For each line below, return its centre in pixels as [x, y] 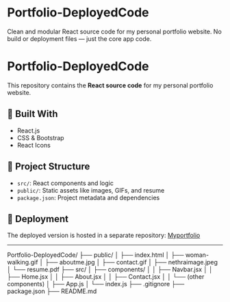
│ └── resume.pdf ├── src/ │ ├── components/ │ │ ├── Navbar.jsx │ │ [110, 270]
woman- [197, 255]
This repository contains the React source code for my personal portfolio [110, 85]
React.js [28, 131]
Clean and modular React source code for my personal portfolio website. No [115, 31]
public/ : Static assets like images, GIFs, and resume [91, 190]
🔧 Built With [33, 114]
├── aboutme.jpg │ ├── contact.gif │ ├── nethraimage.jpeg [131, 262]
